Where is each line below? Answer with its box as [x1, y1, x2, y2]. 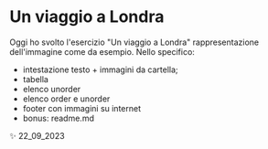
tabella [22, 73, 48, 84]
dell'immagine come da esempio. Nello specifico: [9, 46, 195, 57]
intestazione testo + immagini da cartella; [22, 64, 178, 75]
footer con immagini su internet [22, 102, 142, 113]
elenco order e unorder [22, 93, 111, 104]
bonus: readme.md [22, 112, 94, 123]
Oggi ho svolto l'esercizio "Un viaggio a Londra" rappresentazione [9, 37, 260, 48]
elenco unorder [22, 83, 81, 94]
